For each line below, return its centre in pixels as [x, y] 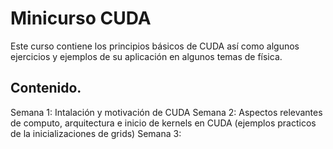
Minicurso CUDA [81, 18]
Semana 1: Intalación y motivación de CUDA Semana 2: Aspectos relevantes [166, 112]
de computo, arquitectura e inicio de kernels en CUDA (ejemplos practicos [163, 123]
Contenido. [46, 88]
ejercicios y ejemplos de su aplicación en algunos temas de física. [146, 56]
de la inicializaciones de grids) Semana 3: [96, 133]
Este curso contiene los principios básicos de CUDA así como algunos [155, 46]
